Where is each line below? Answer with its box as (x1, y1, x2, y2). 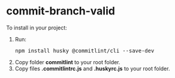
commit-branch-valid (6, 4, 116, 18)
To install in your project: (6, 24, 67, 31)
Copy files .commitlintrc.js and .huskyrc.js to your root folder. (14, 65, 170, 72)
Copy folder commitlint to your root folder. (14, 58, 121, 65)
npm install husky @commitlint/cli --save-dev (14, 47, 155, 54)
